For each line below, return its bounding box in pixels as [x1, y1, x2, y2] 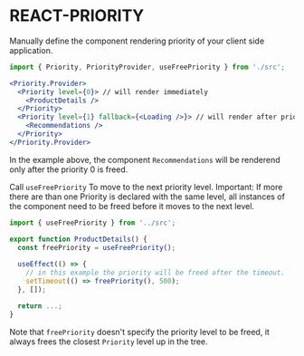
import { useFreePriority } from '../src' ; [9, 218, 176, 227]
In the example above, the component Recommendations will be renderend [9, 154, 280, 165]
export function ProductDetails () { [9, 235, 147, 244]
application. [9, 44, 53, 55]
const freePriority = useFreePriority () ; [17, 243, 176, 252]
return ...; [17, 301, 63, 311]
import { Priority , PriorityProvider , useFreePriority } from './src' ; [9, 63, 285, 72]
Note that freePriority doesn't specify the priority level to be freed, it [9, 326, 270, 337]
